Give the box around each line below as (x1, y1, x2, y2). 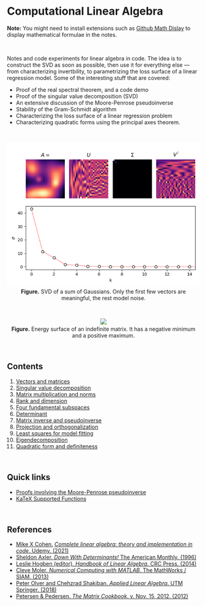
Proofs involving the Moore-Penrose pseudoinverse (15, 488, 146, 496)
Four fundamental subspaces (15, 404, 90, 411)
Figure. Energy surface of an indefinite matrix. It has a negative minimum (11, 325, 196, 333)
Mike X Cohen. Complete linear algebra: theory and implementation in (15, 541, 193, 548)
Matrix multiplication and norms (15, 390, 96, 398)
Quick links (7, 472, 51, 482)
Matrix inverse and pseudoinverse (15, 416, 102, 424)
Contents (7, 361, 43, 372)
